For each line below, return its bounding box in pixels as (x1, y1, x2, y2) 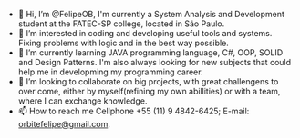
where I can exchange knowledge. (17, 95, 148, 106)
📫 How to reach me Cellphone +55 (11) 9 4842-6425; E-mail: (17, 105, 250, 116)
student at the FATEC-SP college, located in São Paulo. (17, 18, 225, 29)
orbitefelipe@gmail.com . (17, 119, 111, 129)
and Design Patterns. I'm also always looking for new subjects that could (17, 57, 292, 67)
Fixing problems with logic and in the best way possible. (17, 37, 230, 48)
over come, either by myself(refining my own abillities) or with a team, (17, 86, 281, 96)
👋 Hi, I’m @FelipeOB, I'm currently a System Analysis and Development (17, 9, 285, 19)
